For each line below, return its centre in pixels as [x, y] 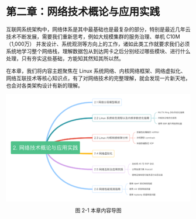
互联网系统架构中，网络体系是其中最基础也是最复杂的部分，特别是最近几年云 [98, 29]
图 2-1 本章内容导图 [98, 210]
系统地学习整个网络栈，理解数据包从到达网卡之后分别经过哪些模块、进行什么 [98, 51]
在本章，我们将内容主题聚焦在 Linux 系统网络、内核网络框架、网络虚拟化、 [96, 71]
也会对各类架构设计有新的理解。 [44, 85]
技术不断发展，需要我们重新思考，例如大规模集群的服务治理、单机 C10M [93, 36]
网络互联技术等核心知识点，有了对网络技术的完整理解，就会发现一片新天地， [98, 78]
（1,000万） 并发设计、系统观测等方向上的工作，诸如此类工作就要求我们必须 [98, 44]
